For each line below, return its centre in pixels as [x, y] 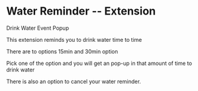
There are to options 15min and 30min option [62, 51]
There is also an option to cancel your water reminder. [74, 81]
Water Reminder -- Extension [81, 11]
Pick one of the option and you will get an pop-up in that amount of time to [99, 63]
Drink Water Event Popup [38, 28]
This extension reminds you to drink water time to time [74, 39]
